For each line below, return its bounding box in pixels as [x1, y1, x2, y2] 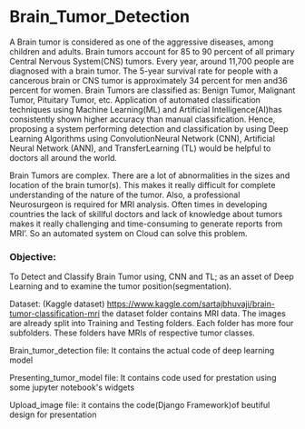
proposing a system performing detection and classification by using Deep [9, 123, 289, 134]
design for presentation [9, 409, 97, 420]
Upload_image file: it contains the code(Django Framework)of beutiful [9, 400, 271, 411]
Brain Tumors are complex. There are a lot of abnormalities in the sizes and [9, 170, 290, 181]
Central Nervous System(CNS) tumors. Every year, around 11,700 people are [9, 55, 295, 66]
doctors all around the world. [9, 152, 118, 163]
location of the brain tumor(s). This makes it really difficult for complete [9, 179, 276, 190]
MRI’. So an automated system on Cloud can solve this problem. [9, 227, 248, 238]
